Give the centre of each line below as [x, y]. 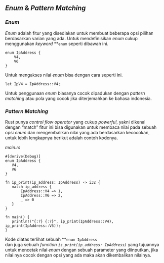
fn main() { [17, 217]
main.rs [13, 147]
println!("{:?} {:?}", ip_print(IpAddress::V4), [62, 221]
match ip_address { [32, 187]
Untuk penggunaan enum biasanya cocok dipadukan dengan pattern [75, 93]
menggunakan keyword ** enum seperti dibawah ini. [57, 44]
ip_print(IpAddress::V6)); [33, 226]
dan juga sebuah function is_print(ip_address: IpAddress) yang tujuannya [82, 244]
